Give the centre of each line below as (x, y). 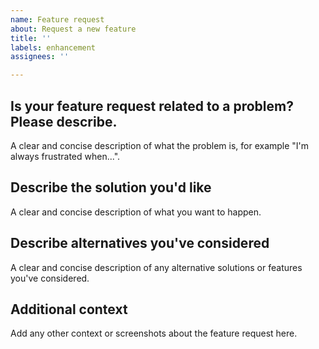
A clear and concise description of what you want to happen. (136, 212)
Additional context (69, 309)
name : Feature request (57, 19)
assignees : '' (40, 57)
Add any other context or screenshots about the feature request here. (154, 333)
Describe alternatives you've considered (140, 243)
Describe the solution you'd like (111, 187)
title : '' (31, 38)
